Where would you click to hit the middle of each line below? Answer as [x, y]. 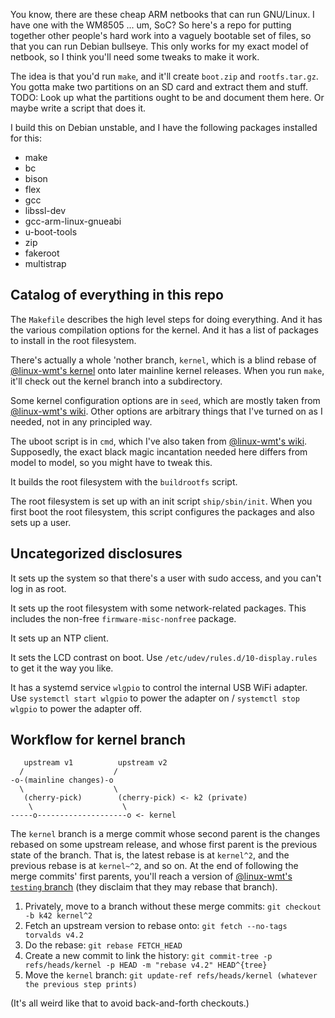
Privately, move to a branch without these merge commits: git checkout [173, 906]
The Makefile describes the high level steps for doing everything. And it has [166, 319]
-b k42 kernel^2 [58, 916]
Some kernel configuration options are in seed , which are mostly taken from [165, 400]
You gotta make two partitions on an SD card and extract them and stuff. [159, 87]
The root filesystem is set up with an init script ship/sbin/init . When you [161, 501]
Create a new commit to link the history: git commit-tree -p [148, 956]
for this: [26, 138]
